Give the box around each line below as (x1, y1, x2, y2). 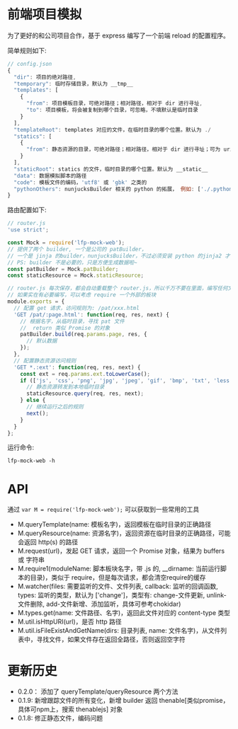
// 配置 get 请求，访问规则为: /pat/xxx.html (13, 304, 140, 311)
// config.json (7, 60, 52, 67)
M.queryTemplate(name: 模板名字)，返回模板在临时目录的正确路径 (17, 520, 211, 529)
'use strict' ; (7, 226, 50, 234)
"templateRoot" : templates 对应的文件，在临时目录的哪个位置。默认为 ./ (13, 126, 211, 133)
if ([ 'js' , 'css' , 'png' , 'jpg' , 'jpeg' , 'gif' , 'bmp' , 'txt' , (20, 377, 211, 384)
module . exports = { (7, 298, 65, 305)
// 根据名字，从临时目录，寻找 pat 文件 (20, 318, 125, 325)
